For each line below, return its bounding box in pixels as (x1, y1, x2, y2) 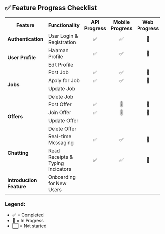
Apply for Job (48, 77, 80, 84)
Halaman (48, 47, 69, 54)
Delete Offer (48, 125, 77, 132)
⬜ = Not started (12, 223, 47, 229)
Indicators (48, 166, 72, 172)
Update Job (48, 85, 75, 92)
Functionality (48, 22, 80, 29)
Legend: (5, 201, 26, 207)
